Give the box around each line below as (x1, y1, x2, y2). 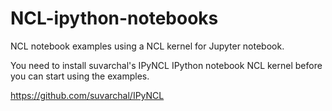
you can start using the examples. (10, 70, 150, 82)
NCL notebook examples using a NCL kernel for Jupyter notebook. (10, 40, 285, 52)
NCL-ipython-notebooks (10, 7, 219, 30)
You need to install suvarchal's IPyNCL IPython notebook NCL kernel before (10, 59, 323, 71)
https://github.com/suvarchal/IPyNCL (10, 89, 165, 101)
